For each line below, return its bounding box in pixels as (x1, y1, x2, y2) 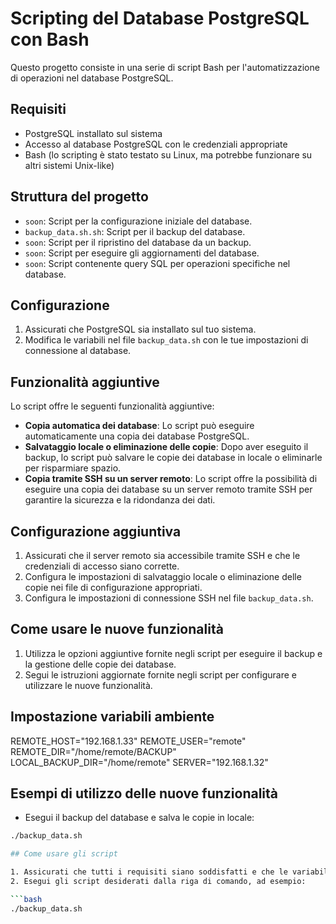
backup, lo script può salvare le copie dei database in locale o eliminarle (24, 452, 323, 464)
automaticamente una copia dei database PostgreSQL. (24, 430, 250, 442)
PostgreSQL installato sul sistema (24, 127, 163, 139)
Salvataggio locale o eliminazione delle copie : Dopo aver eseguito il (24, 441, 309, 453)
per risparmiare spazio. (24, 462, 122, 474)
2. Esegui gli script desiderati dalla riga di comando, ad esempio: (10, 877, 307, 887)
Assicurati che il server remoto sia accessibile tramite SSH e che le (24, 550, 301, 561)
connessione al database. (24, 345, 132, 357)
